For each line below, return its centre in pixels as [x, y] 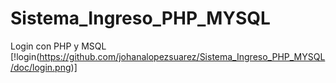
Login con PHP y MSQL [58, 46]
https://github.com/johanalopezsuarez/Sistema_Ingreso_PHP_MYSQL [182, 56]
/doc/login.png [41, 67]
